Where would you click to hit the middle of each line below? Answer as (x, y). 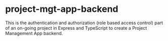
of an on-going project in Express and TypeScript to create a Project (76, 28)
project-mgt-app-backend (62, 9)
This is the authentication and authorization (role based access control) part (84, 23)
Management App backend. (34, 33)
